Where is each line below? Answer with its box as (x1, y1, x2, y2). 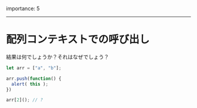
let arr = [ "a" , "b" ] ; (6, 65, 62, 71)
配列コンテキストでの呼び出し (6, 33, 150, 46)
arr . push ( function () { (6, 76, 62, 82)
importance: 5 (6, 5, 40, 12)
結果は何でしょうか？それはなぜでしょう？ (6, 53, 110, 60)
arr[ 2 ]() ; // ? (6, 97, 43, 103)
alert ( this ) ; (11, 81, 49, 87)
